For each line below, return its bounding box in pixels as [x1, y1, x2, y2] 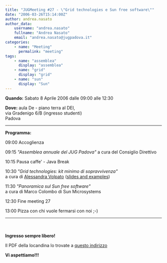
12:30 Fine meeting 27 [5, 198, 51, 204]
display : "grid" [18, 72, 52, 77]
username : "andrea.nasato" [14, 26, 70, 31]
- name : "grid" [14, 68, 46, 73]
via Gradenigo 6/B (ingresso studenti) [5, 110, 82, 116]
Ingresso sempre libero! [5, 233, 56, 239]
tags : [5, 53, 16, 59]
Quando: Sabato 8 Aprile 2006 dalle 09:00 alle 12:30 [5, 95, 113, 101]
